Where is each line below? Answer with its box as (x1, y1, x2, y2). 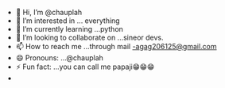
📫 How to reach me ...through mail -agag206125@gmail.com (15, 42, 217, 51)
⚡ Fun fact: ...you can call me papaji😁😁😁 (15, 62, 155, 71)
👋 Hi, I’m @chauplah (15, 8, 83, 17)
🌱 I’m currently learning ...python (15, 25, 123, 33)
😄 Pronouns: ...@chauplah (15, 53, 103, 63)
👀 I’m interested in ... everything (15, 16, 121, 25)
